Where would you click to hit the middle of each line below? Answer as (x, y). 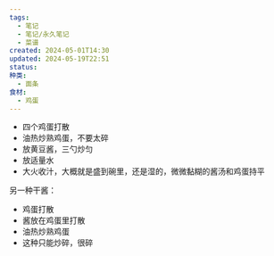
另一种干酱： (33, 190)
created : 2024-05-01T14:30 (59, 51)
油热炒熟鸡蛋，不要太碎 (65, 138)
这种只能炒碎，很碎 (58, 243)
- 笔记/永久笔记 (43, 34)
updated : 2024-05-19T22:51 (59, 59)
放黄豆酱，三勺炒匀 (58, 149)
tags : (19, 17)
